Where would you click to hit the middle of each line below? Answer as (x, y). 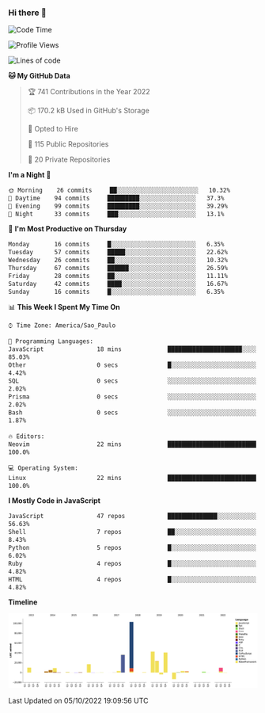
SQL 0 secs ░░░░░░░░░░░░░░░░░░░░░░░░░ (132, 381)
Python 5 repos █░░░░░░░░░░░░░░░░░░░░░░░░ (132, 548)
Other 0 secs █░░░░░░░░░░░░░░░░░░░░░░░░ (132, 365)
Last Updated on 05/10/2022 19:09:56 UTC (78, 701)
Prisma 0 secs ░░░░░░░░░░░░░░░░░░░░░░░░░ (132, 397)
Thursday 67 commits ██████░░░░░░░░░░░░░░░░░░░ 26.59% (118, 269)
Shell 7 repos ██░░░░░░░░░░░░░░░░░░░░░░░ (132, 532)
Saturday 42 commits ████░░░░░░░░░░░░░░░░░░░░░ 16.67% (118, 284)
